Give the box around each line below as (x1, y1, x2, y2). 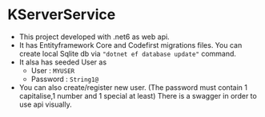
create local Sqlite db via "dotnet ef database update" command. (18, 49, 237, 58)
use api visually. (18, 99, 73, 109)
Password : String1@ (30, 74, 99, 84)
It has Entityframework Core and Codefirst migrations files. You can (18, 40, 243, 49)
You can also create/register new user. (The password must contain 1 (18, 82, 247, 92)
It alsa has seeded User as (18, 57, 107, 67)
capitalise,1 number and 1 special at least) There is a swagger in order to (18, 91, 257, 100)
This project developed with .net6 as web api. (18, 32, 170, 41)
